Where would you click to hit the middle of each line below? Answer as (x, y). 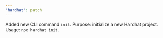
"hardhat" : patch (24, 10)
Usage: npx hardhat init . (32, 30)
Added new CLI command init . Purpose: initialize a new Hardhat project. (82, 24)
